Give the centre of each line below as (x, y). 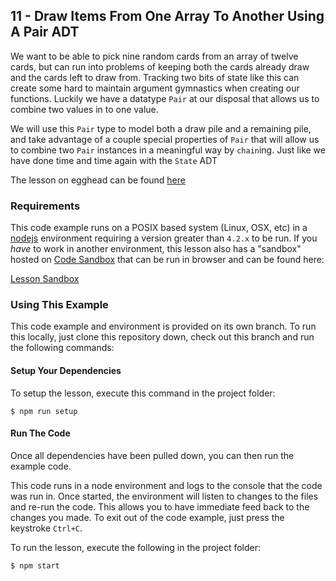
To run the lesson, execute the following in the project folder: (136, 547)
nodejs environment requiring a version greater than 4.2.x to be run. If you (164, 238)
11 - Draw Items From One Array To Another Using (167, 16)
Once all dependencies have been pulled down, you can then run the (152, 455)
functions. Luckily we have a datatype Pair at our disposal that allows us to (165, 98)
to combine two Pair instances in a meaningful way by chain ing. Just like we (168, 150)
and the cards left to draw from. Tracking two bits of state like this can (155, 77)
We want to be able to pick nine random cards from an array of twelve (154, 56)
